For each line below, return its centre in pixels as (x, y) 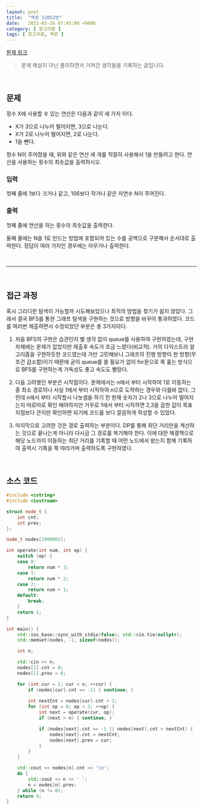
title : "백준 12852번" (34, 18)
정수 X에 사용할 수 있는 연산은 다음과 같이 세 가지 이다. (70, 113)
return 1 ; (30, 612)
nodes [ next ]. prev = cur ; (81, 740)
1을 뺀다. (25, 141)
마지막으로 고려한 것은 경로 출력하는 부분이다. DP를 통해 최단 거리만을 (97, 426)
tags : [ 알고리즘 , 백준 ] (35, 35)
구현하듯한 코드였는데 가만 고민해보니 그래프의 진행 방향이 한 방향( (114, 354)
